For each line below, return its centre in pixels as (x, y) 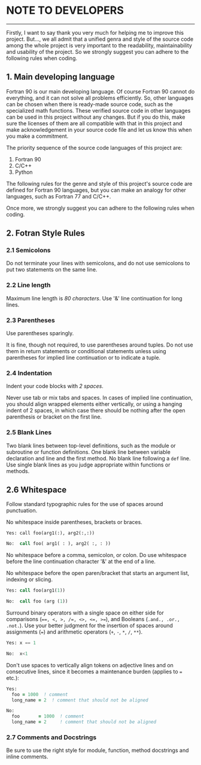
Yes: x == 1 (21, 643)
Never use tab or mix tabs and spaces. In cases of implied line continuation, (100, 398)
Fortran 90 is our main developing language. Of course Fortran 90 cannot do (100, 91)
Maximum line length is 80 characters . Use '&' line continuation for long (94, 298)
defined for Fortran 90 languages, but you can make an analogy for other (96, 190)
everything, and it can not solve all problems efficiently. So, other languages (100, 98)
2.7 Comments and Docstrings (51, 737)
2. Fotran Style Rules (45, 234)
